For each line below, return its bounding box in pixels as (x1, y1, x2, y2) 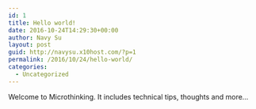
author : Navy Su (8, 33, 62, 42)
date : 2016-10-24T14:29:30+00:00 (8, 26, 119, 34)
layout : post (8, 41, 52, 49)
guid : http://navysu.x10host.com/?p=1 (8, 48, 136, 56)
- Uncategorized (15, 70, 69, 78)
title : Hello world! (8, 19, 77, 27)
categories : (8, 63, 48, 71)
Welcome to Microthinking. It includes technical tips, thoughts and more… (8, 92, 249, 101)
